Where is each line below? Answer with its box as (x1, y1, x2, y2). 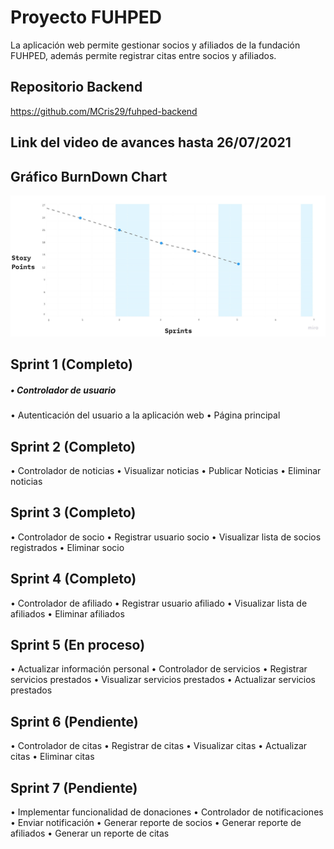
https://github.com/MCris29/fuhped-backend (10, 105, 198, 117)
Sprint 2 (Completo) (10, 438, 137, 455)
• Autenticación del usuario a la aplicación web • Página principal (10, 409, 281, 421)
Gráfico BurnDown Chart (10, 168, 168, 185)
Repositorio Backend (10, 79, 143, 96)
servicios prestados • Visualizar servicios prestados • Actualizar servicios (10, 674, 316, 686)
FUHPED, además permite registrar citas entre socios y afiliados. (10, 49, 277, 61)
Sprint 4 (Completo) (10, 571, 137, 588)
